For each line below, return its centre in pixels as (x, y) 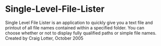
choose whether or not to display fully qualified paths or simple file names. (81, 33)
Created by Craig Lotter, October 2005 (44, 38)
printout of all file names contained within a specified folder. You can (75, 27)
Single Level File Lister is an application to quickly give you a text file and (79, 23)
